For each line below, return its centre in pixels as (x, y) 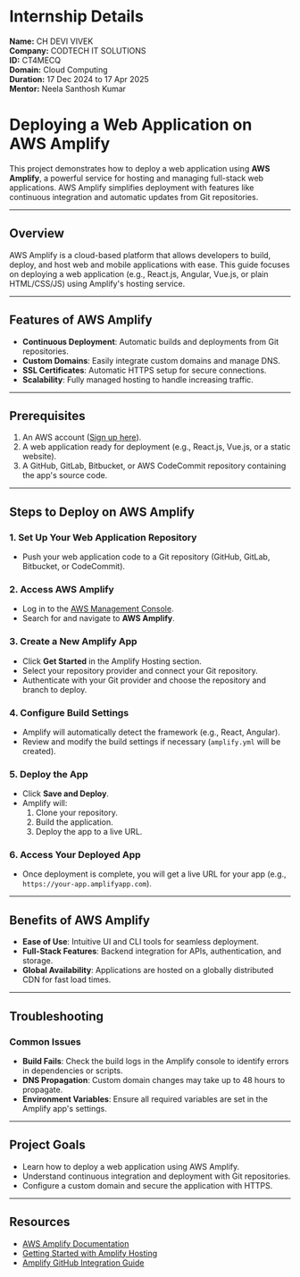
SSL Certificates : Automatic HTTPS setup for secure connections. (144, 370)
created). (39, 751)
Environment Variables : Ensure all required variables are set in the (145, 1099)
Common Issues (46, 1041)
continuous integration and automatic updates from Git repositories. (134, 197)
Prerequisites (47, 416)
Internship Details (77, 17)
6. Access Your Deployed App (75, 855)
